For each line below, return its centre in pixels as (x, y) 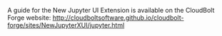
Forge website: (29, 18)
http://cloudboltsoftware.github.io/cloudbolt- (118, 18)
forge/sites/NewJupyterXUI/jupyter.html (66, 25)
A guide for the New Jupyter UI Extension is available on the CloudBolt (111, 10)
